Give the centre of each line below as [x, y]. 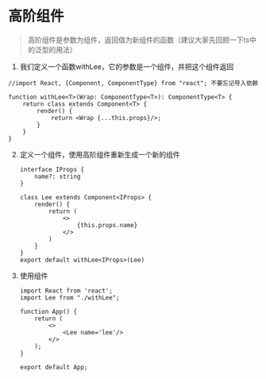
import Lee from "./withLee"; [70, 298]
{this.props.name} [107, 225]
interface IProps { [52, 169]
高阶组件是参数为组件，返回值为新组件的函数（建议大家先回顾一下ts [139, 40]
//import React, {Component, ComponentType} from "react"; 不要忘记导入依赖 [133, 83]
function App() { [48, 311]
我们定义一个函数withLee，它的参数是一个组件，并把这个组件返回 [127, 66]
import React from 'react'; [66, 291]
